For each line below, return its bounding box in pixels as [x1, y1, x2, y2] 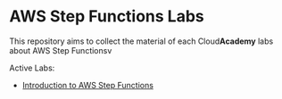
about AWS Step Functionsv [9, 45, 112, 55]
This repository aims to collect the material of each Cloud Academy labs [9, 36, 274, 46]
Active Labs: [9, 62, 55, 73]
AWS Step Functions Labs [9, 6, 205, 27]
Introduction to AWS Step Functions [21, 79, 154, 90]
